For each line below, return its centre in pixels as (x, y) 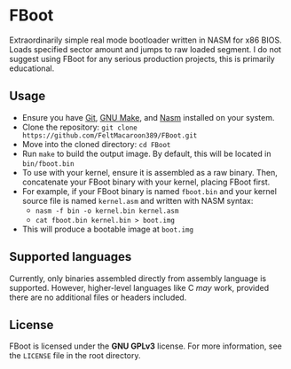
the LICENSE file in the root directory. (75, 356)
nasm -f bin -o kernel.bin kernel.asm (107, 211)
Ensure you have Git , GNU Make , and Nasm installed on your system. (148, 117)
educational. (32, 68)
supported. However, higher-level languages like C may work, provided (139, 287)
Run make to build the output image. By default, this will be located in (146, 153)
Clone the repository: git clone (79, 127)
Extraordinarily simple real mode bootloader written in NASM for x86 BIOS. (145, 40)
